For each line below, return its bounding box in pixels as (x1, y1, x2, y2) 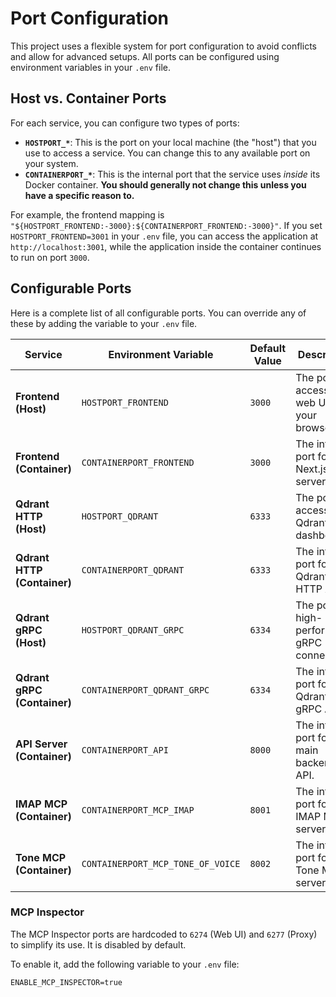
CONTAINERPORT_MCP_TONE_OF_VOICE (81, 858, 241, 869)
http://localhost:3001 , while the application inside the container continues (10, 240, 322, 252)
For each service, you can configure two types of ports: (10, 117, 240, 129)
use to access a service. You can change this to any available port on (24, 147, 311, 159)
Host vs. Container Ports (10, 90, 167, 107)
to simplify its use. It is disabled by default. (10, 938, 187, 951)
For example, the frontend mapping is (10, 208, 165, 221)
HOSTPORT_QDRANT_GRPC (81, 624, 185, 636)
